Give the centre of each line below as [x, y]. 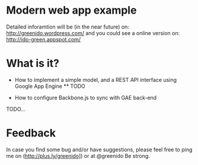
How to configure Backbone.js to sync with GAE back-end [86, 97]
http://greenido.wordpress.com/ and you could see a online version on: [93, 33]
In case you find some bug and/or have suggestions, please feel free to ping [99, 150]
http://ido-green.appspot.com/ [44, 39]
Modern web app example [71, 10]
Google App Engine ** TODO [50, 86]
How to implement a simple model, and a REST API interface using [95, 80]
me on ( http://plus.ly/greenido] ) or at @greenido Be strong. [78, 156]
